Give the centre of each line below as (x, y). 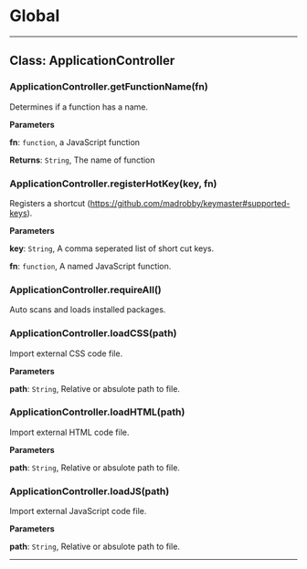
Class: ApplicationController (92, 61)
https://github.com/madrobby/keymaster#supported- (190, 203)
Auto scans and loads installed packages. (88, 310)
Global (35, 16)
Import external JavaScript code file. (78, 511)
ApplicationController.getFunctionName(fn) (109, 87)
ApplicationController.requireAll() (85, 290)
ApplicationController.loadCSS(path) (93, 333)
